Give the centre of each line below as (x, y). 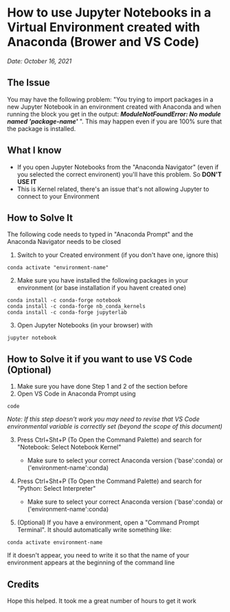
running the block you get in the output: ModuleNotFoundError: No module (114, 114)
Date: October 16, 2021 (39, 61)
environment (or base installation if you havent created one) (102, 288)
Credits (23, 584)
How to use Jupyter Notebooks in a (109, 13)
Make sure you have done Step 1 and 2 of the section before (102, 387)
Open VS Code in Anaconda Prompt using (76, 394)
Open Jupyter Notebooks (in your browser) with (85, 325)
